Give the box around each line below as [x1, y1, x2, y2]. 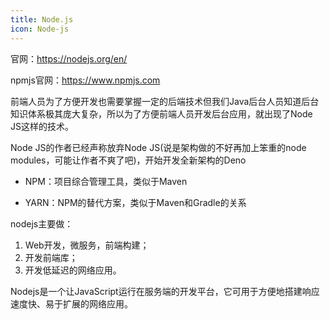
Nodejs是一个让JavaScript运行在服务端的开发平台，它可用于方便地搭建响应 [10, 285, 320, 297]
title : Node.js [10, 14, 74, 25]
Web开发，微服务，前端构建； [24, 239, 150, 251]
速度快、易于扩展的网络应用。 [10, 297, 133, 310]
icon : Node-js [10, 24, 70, 34]
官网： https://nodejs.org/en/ [10, 52, 128, 65]
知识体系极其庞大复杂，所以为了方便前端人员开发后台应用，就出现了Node [10, 107, 313, 120]
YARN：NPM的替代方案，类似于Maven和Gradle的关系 [24, 196, 247, 208]
